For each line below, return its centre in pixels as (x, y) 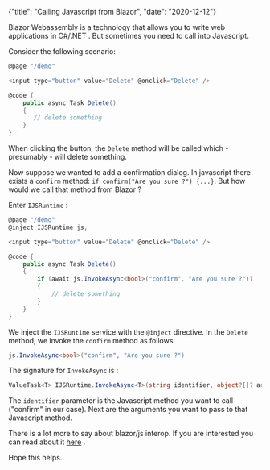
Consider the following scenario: (62, 51)
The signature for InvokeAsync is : (63, 371)
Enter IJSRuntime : (38, 205)
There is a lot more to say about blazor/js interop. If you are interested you (131, 434)
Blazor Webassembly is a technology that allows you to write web (117, 27)
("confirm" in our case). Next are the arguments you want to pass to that (128, 410)
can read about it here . (47, 442)
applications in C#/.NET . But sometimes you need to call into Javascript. (129, 36)
